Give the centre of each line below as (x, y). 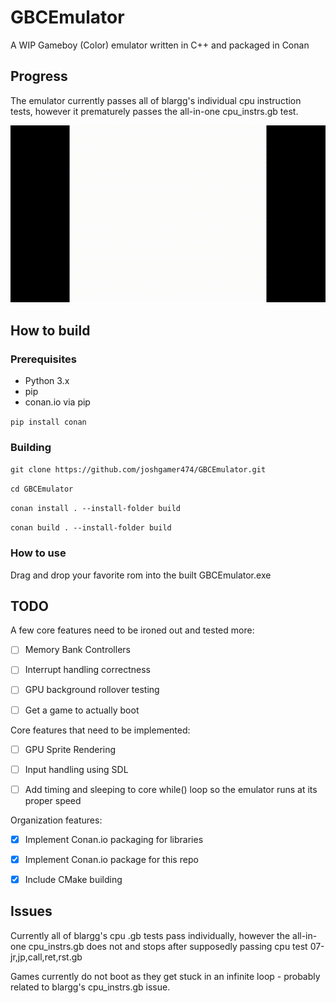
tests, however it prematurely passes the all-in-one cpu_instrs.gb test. (154, 111)
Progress (39, 76)
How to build (50, 330)
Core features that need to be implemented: (100, 730)
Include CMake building (73, 879)
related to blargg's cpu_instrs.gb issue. (90, 987)
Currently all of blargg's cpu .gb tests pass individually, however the (150, 935)
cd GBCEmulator (42, 489)
